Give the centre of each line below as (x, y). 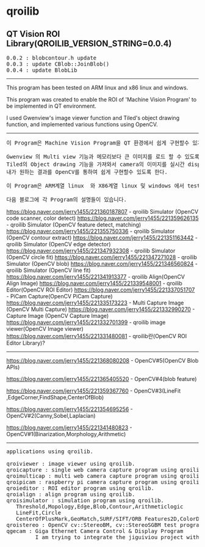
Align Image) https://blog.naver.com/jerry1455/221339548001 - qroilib (95, 283)
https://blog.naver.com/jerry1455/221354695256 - (70, 409)
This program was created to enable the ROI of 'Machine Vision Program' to (102, 100)
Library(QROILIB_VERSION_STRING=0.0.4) (89, 43)
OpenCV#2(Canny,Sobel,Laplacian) (51, 416)
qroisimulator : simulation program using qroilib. (85, 500)
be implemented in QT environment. (51, 106)
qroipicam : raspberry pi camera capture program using (92, 482)
